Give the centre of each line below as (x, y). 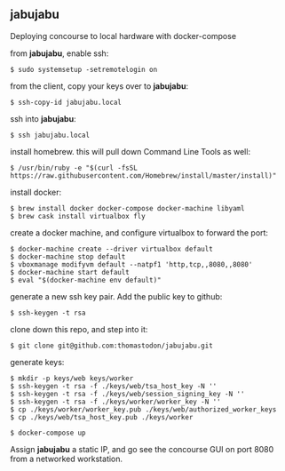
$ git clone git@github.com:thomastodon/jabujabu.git (112, 346)
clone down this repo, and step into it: (79, 329)
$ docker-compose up (48, 433)
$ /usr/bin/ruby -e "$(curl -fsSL (74, 168)
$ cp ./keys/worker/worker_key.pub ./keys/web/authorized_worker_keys (143, 409)
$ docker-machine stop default (68, 257)
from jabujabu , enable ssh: (59, 53)
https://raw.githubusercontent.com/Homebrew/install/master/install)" (143, 176)
